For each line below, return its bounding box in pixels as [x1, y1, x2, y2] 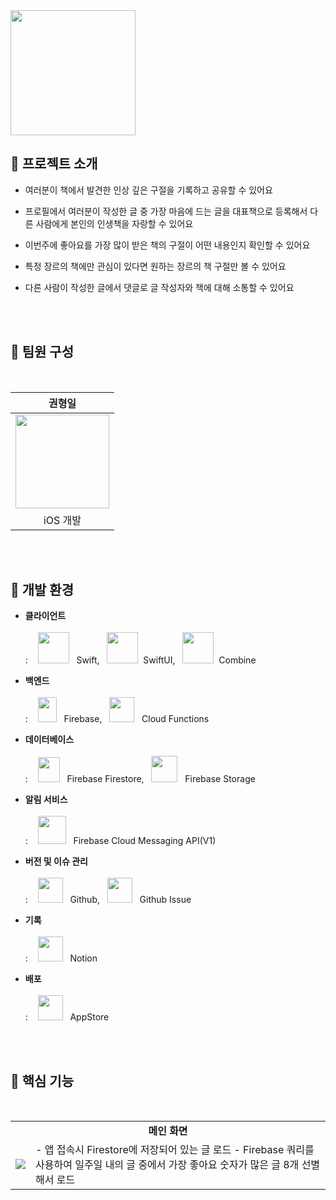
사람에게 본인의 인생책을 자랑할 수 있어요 [35, 217, 194, 229]
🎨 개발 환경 [10, 582, 75, 599]
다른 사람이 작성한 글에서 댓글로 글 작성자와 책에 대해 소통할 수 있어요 [24, 281, 295, 293]
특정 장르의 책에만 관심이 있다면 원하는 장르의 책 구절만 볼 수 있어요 [24, 260, 287, 272]
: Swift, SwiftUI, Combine [24, 654, 257, 666]
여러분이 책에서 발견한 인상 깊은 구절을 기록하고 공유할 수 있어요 [24, 184, 273, 196]
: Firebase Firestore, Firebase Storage [24, 773, 256, 785]
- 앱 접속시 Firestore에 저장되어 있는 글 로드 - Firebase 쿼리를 [35, 1143, 315, 1157]
